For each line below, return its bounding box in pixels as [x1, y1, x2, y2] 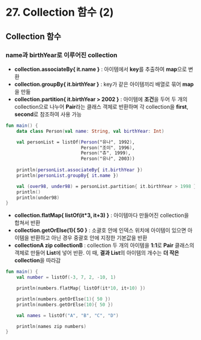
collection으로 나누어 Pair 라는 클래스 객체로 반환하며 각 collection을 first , [14, 103, 188, 110]
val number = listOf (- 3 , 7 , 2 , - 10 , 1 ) [16, 275, 116, 281]
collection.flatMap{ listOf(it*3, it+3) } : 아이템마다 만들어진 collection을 [14, 211, 190, 219]
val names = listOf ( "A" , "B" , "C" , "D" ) [16, 312, 119, 318]
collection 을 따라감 [14, 257, 61, 264]
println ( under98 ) [16, 195, 60, 201]
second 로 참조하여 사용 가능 [14, 111, 82, 118]
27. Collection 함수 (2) [5, 5, 114, 19]
